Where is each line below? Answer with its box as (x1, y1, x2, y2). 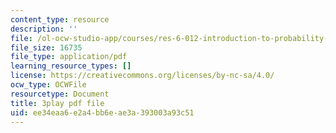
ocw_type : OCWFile (10, 80, 87, 90)
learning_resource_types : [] (10, 61, 132, 71)
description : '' (10, 24, 78, 34)
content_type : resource (10, 14, 110, 25)
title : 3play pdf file (10, 98, 105, 108)
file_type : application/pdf (10, 52, 128, 62)
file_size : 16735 (10, 42, 83, 53)
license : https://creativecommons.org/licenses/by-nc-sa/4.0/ (10, 71, 275, 81)
